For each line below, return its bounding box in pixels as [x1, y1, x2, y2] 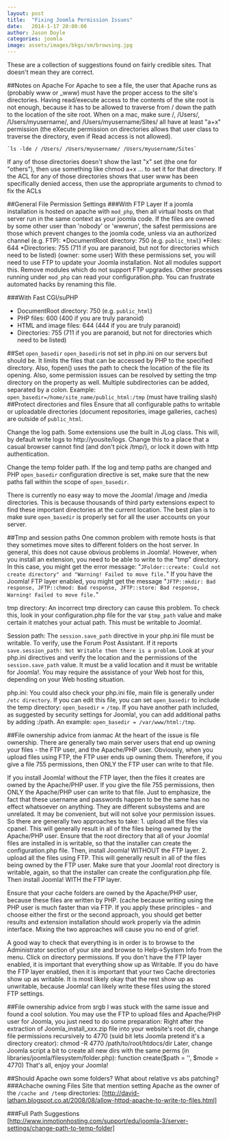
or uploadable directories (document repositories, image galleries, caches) [7, 407, 217, 416]
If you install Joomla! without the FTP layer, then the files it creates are [7, 774, 205, 782]
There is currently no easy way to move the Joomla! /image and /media [7, 491, 208, 499]
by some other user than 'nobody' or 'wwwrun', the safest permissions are [7, 222, 217, 230]
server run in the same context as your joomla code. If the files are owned [7, 215, 215, 223]
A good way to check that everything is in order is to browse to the [7, 939, 195, 946]
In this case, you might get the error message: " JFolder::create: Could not [7, 563, 221, 571]
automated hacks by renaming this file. [7, 280, 116, 288]
